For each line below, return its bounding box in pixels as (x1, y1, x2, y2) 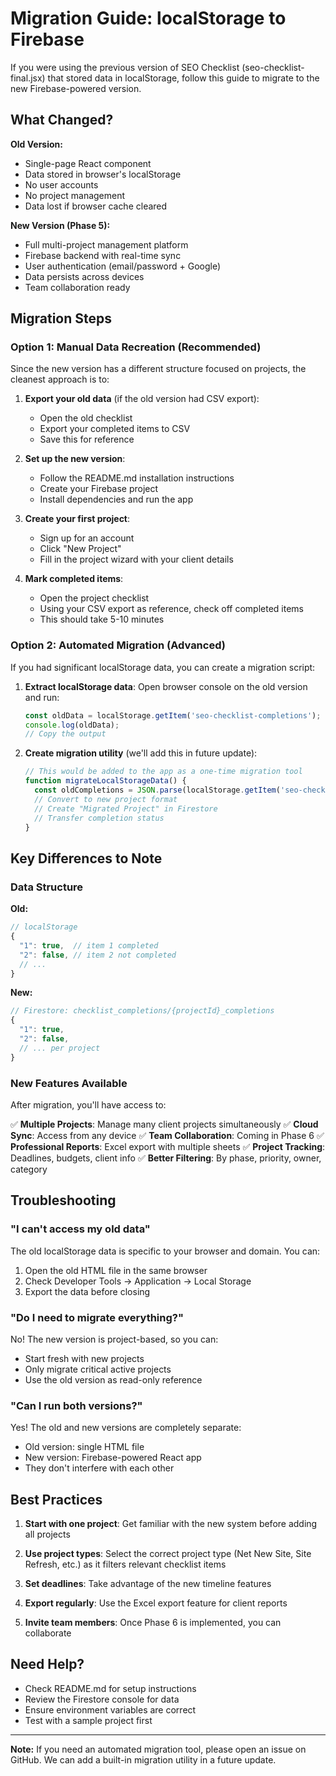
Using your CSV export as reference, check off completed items (39, 603, 305, 615)
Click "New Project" (39, 543, 122, 555)
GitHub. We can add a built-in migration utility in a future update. (10, 1753, 277, 1766)
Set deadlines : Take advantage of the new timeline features (24, 1578, 272, 1590)
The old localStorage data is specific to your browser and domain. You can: (10, 1245, 321, 1257)
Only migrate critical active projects (24, 1363, 172, 1375)
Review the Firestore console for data (24, 1693, 180, 1705)
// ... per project (19, 1043, 101, 1053)
